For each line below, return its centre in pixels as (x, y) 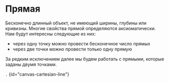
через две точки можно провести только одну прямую (72, 49)
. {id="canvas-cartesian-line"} (37, 74)
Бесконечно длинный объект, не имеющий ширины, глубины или (76, 23)
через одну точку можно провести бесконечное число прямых (81, 43)
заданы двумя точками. (31, 64)
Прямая (23, 9)
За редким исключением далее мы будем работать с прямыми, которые (85, 59)
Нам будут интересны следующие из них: (51, 34)
